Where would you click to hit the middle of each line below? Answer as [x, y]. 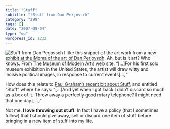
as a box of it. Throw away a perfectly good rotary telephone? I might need [83, 95]
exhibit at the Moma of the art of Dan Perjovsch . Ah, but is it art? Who [78, 58]
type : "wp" [17, 34]
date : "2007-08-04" [26, 29]
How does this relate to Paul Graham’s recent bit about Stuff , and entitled [81, 84]
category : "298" [22, 19]
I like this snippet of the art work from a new [110, 53]
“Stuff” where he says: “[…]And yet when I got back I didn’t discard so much [85, 89]
